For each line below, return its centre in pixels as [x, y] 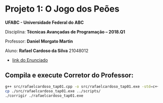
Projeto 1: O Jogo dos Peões [62, 9]
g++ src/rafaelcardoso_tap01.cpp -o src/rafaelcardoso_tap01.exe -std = [79, 86]
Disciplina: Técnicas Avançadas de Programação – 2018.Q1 [65, 32]
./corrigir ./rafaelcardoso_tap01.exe [44, 96]
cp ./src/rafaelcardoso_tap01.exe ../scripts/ [53, 91]
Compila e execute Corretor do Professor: [69, 76]
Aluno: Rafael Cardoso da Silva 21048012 [47, 51]
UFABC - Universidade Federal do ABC [44, 22]
